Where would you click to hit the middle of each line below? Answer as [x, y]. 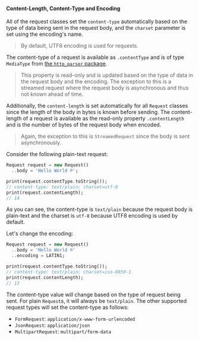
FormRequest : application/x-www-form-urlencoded [75, 318]
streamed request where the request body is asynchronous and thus [105, 88]
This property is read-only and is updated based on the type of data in [107, 75]
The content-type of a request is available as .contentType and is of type [95, 57]
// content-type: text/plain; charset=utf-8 [62, 187]
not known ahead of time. [52, 94]
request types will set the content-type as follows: [67, 307]
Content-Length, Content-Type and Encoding [63, 8]
